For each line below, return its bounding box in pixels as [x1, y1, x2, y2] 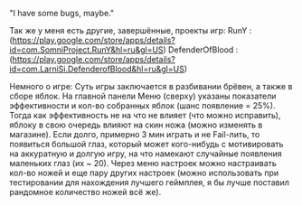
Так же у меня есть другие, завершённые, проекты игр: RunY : [9, 25, 252, 35]
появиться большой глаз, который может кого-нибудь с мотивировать [9, 139, 284, 149]
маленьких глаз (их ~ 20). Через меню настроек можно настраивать [9, 158, 278, 168]
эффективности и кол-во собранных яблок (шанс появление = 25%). [9, 100, 276, 111]
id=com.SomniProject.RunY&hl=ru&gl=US [9, 44, 165, 55]
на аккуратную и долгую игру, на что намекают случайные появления [9, 148, 282, 159]
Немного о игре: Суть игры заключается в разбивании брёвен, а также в [9, 81, 293, 91]
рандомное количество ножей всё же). [9, 187, 162, 197]
